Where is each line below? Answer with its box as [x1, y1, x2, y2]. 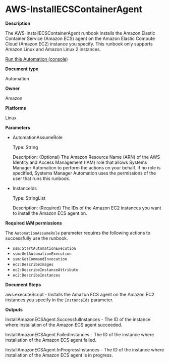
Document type [5, 66, 39, 72]
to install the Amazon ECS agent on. [12, 210, 87, 216]
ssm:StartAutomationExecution [12, 246, 77, 251]
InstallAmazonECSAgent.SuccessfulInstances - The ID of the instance [5, 316, 151, 322]
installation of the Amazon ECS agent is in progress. [5, 352, 114, 358]
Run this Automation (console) [5, 56, 68, 62]
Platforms [5, 105, 26, 111]
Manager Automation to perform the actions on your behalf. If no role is [12, 164, 161, 170]
